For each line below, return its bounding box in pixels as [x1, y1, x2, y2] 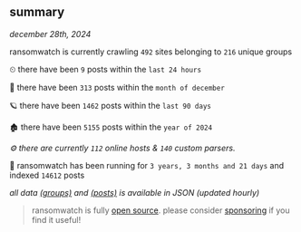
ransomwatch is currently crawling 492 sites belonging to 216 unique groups [9, 46, 293, 57]
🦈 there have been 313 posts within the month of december [9, 82, 225, 92]
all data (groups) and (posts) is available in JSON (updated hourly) [9, 187, 260, 198]
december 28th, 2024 [9, 28, 92, 39]
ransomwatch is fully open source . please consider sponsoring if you [31, 205, 290, 216]
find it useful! [31, 214, 82, 225]
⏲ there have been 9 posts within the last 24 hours [9, 63, 202, 74]
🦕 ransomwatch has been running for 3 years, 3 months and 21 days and [9, 159, 285, 170]
